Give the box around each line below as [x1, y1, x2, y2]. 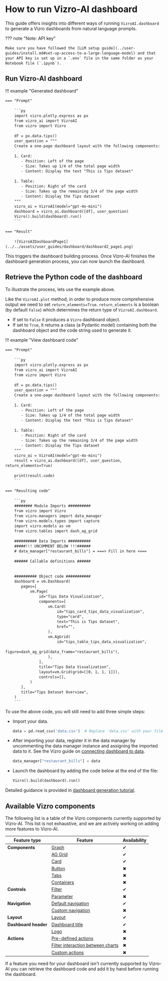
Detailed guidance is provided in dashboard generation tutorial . [5, 787, 136, 793]
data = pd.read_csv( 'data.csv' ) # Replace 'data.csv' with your [12, 728, 152, 733]
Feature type [13, 837, 41, 843]
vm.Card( [48, 604, 66, 609]
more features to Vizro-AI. [5, 826, 59, 832]
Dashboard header [7, 921, 48, 927]
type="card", [57, 614, 84, 619]
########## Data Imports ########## [14, 539, 91, 544]
